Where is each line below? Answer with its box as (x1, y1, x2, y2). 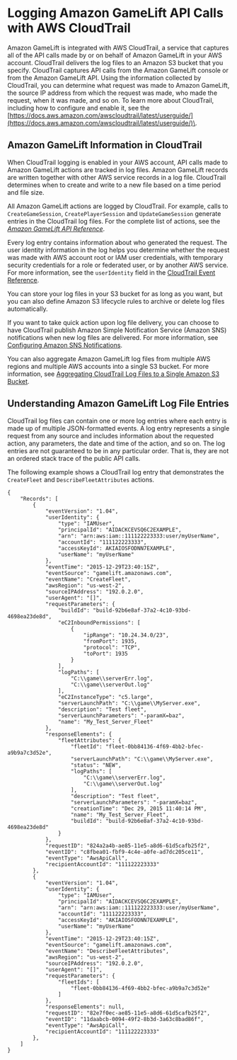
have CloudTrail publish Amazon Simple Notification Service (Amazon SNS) (7, 326, 227, 334)
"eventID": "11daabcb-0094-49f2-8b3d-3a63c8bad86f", (45, 1015, 204, 1022)
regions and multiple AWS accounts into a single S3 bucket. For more (7, 362, 209, 370)
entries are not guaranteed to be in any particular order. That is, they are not (7, 446, 229, 455)
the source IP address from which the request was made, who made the (7, 89, 218, 97)
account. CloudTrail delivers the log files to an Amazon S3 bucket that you (7, 58, 224, 67)
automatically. (7, 304, 48, 313)
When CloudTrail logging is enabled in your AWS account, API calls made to (7, 158, 229, 166)
